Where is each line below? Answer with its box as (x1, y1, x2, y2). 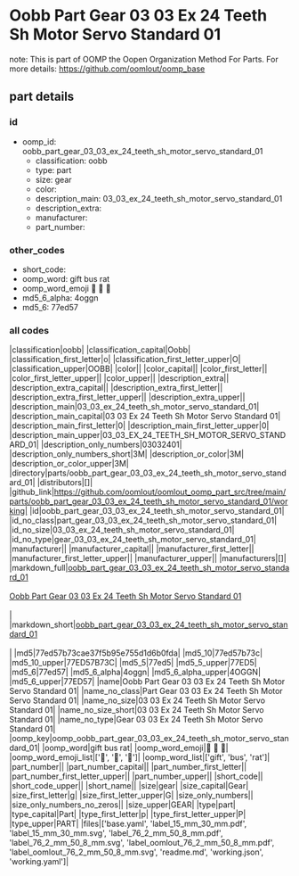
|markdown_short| (9, 619, 77, 630)
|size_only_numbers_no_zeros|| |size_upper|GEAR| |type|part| (9, 799, 236, 810)
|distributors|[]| (36, 477, 93, 488)
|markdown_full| (9, 563, 69, 574)
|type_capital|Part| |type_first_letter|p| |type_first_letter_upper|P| (9, 809, 246, 820)
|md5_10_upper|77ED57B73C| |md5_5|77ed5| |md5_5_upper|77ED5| (9, 657, 257, 668)
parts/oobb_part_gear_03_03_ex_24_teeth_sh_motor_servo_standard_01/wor (9, 496, 288, 507)
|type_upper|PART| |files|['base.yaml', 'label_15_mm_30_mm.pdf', (9, 818, 247, 830)
